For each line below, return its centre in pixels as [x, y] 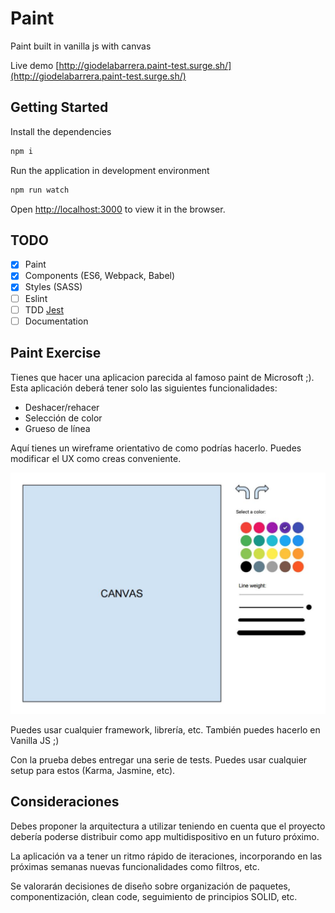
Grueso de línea [57, 428]
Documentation [56, 321]
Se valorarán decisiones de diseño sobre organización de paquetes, [150, 886]
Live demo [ [35, 65]
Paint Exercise [56, 353]
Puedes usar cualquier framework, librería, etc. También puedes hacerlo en [165, 729]
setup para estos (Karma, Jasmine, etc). [93, 770]
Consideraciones [65, 802]
